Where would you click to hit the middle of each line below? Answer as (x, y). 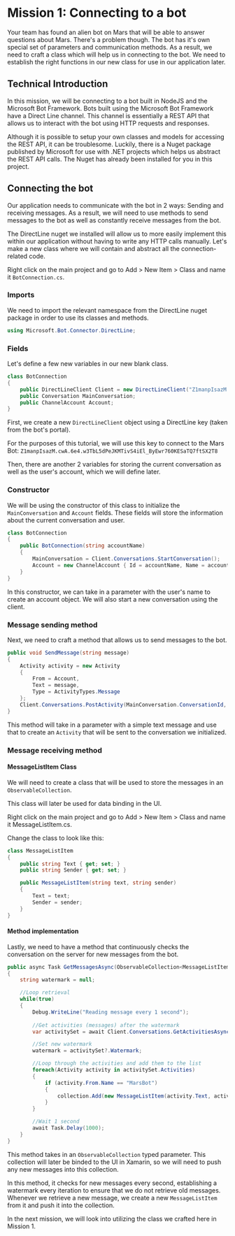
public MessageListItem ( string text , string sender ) (98, 883)
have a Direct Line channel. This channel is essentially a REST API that (108, 115)
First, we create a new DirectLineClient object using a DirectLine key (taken (117, 422)
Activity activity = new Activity (70, 666)
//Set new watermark (62, 1044)
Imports (21, 295)
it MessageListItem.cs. (40, 824)
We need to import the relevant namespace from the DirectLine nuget (107, 310)
